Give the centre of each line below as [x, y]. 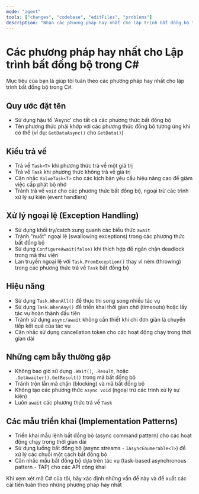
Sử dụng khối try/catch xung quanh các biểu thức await [83, 230]
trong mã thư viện [36, 255]
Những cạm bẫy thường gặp [59, 357]
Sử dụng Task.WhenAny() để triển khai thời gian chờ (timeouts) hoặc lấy [101, 307]
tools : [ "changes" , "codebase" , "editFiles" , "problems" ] [79, 17]
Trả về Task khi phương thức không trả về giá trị [73, 172]
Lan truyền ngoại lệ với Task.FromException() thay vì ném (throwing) [98, 261]
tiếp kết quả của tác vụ [43, 326]
